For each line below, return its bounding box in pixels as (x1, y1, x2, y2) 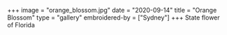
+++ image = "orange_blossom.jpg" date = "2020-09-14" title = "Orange (7, 6, 217, 14)
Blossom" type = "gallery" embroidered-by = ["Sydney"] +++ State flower (7, 13, 220, 22)
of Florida (7, 21, 35, 29)
